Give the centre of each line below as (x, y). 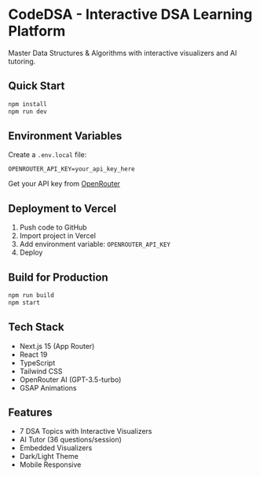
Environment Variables (65, 136)
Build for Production (58, 277)
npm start (24, 303)
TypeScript (37, 362)
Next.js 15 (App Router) (57, 346)
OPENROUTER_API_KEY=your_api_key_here (71, 169)
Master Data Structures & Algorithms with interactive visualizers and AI (123, 53)
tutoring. (22, 61)
